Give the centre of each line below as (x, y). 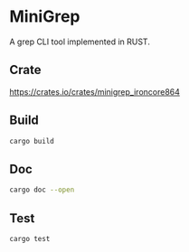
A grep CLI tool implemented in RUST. (80, 42)
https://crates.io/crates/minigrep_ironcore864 (95, 91)
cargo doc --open (42, 190)
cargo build (32, 141)
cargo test (30, 238)
